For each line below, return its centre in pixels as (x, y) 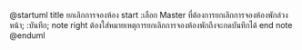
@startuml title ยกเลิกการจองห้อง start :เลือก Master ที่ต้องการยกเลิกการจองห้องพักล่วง (149, 15)
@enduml (27, 35)
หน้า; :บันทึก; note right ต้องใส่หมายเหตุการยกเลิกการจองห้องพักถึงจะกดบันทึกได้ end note (151, 25)
